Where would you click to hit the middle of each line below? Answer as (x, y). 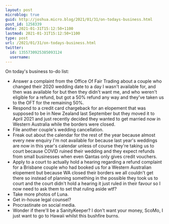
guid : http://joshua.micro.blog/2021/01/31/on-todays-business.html (79, 19)
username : (20, 57)
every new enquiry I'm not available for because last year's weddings (85, 140)
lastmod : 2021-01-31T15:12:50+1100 (43, 33)
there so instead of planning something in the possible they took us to (85, 178)
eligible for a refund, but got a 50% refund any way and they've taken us (88, 97)
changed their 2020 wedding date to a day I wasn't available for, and (84, 87)
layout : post (19, 10)
